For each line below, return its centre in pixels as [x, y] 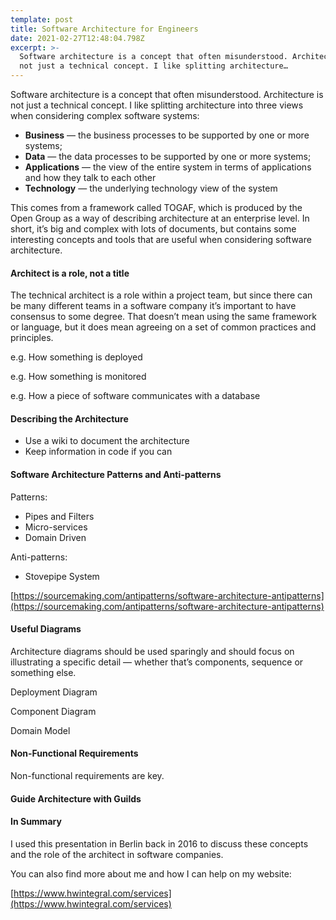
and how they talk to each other [90, 177]
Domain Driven [55, 537]
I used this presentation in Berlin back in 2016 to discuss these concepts [159, 843]
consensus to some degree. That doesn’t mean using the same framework [163, 317]
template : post [42, 19]
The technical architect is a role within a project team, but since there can [161, 295]
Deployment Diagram [54, 692]
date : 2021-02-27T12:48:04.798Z [77, 38]
